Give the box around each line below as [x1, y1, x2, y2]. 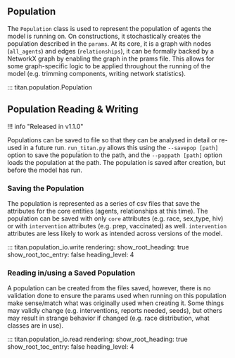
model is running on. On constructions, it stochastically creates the [7, 32, 201, 40]
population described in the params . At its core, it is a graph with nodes [7, 39, 212, 48]
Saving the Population [7, 183, 84, 193]
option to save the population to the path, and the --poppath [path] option [7, 151, 223, 159]
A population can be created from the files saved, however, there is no [7, 284, 211, 292]
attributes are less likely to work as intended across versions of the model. [7, 229, 223, 237]
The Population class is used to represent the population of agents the [7, 24, 212, 32]
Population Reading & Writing [7, 104, 139, 116]
